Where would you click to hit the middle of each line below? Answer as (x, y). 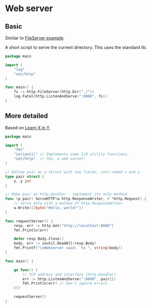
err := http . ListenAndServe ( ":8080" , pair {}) (69, 279)
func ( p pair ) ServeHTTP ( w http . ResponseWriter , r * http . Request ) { (76, 199)
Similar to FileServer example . (35, 38)
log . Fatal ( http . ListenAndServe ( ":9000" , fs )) (61, 97)
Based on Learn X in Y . (28, 128)
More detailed (26, 116)
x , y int (23, 181)
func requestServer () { (29, 221)
